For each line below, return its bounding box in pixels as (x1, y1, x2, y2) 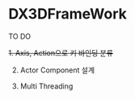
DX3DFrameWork (8, 5, 128, 23)
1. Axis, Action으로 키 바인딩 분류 (8, 47, 113, 57)
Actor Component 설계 (19, 65, 95, 75)
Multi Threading (19, 81, 74, 91)
